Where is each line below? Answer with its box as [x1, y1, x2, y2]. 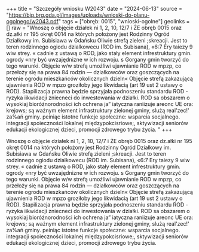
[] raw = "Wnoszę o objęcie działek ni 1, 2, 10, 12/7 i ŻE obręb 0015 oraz [6, 24, 182, 31]
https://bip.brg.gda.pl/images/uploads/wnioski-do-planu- [8, 11, 150, 19]
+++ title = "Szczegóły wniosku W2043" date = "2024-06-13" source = [6, 5, 182, 12]
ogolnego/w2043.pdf [6, 18, 59, 25]
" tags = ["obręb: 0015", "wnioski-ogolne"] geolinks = [58, 18, 190, 25]
